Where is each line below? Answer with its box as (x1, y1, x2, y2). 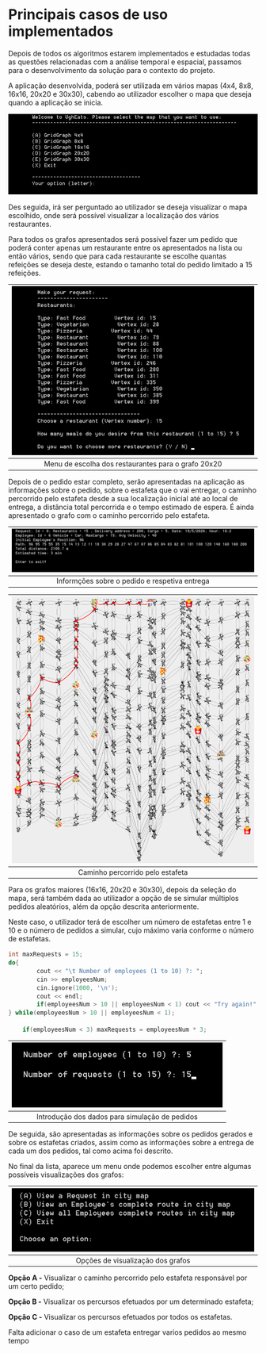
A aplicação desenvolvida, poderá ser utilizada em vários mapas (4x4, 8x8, (8, 81, 253, 90)
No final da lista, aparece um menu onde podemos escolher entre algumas (8, 1162, 252, 1171)
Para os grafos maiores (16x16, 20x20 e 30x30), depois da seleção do (8, 885, 237, 895)
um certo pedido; (8, 1282, 65, 1291)
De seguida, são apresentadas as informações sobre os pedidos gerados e (8, 1129, 253, 1139)
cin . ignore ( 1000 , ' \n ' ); (36, 983, 119, 992)
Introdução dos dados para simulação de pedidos (36, 1112, 198, 1121)
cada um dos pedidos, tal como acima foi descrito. (8, 1146, 173, 1156)
